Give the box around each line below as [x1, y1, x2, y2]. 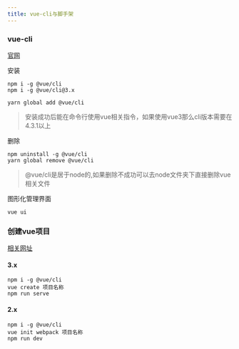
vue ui [7, 208, 27, 216]
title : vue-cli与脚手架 [7, 10, 73, 18]
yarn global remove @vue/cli [7, 157, 94, 164]
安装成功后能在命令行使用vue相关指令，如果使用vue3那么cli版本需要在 [24, 112, 233, 121]
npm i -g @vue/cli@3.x [7, 86, 75, 93]
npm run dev [7, 335, 43, 342]
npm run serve [7, 290, 50, 298]
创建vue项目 [7, 226, 51, 236]
